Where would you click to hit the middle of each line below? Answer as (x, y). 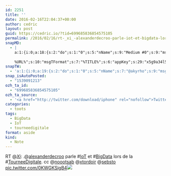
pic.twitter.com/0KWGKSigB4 (36, 168)
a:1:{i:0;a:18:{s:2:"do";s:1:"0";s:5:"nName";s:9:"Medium (77, 52)
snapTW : (13, 66)
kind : (11, 137)
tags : (11, 114)
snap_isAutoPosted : (26, 76)
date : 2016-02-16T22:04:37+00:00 (41, 19)
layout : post (19, 29)
